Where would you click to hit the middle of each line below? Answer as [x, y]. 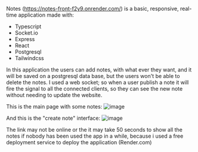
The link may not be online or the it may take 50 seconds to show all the [95, 130]
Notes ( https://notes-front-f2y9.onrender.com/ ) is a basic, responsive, [92, 9]
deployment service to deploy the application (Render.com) [79, 142]
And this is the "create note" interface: [53, 118]
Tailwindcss [29, 58]
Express [25, 39]
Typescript [28, 27]
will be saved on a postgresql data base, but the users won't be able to [93, 76]
